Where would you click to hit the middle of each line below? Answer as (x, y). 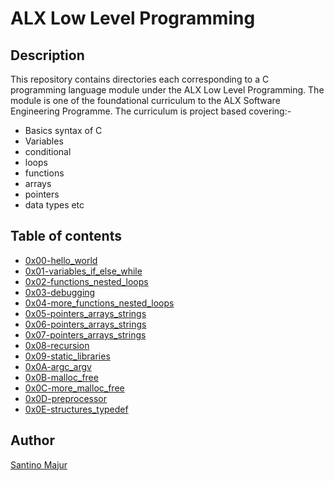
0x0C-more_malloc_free (74, 388)
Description (47, 55)
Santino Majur (39, 464)
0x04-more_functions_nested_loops (99, 303)
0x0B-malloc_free (61, 377)
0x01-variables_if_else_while (83, 271)
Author (32, 440)
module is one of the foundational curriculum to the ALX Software (145, 100)
